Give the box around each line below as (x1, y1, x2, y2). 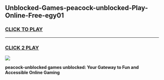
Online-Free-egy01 (5, 12, 64, 20)
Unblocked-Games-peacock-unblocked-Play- (5, 4, 148, 12)
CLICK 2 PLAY (5, 44, 39, 51)
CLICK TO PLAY (5, 26, 43, 33)
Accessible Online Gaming (5, 69, 60, 75)
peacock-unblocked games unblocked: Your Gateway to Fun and (5, 64, 139, 70)
